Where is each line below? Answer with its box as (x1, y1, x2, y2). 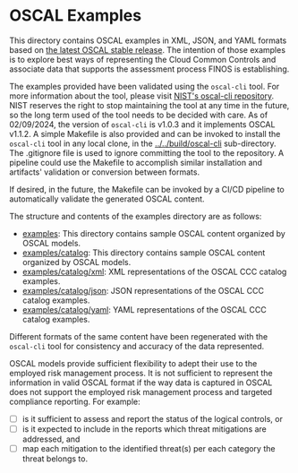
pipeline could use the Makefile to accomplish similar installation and (9, 157, 262, 168)
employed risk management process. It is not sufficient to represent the (9, 367, 273, 378)
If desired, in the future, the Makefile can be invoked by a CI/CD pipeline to (9, 184, 285, 194)
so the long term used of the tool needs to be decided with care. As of (9, 109, 268, 120)
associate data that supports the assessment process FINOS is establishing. (9, 64, 290, 74)
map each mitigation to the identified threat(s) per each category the (21, 443, 276, 454)
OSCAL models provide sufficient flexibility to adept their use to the (9, 357, 258, 368)
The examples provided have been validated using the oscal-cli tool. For (9, 81, 280, 91)
